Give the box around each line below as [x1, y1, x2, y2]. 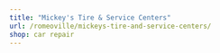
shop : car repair [9, 30, 75, 39]
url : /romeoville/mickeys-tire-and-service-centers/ [9, 22, 212, 31]
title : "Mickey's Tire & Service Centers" [9, 13, 171, 22]
